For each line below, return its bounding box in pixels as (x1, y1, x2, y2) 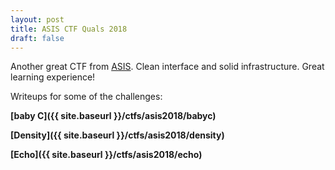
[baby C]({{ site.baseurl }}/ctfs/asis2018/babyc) (10, 110, 217, 122)
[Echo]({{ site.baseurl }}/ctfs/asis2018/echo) (10, 149, 203, 161)
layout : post (10, 14, 65, 25)
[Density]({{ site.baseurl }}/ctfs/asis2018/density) (10, 129, 225, 141)
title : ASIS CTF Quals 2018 (10, 24, 128, 34)
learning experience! (10, 71, 96, 83)
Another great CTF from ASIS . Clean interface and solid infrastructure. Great (10, 61, 325, 73)
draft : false (10, 33, 65, 43)
